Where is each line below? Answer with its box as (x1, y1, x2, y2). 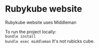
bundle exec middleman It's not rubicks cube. (5, 38, 95, 44)
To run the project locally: (5, 29, 57, 34)
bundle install (5, 34, 36, 39)
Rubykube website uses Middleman (5, 19, 77, 25)
